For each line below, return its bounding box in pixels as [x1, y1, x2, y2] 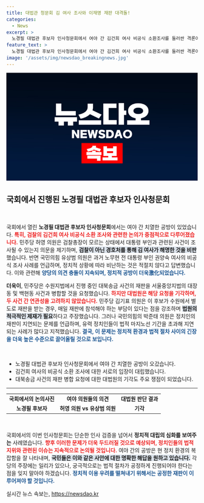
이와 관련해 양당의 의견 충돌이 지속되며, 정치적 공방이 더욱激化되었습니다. [14, 269, 186, 277]
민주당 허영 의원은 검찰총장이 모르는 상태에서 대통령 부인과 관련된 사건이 [19, 238, 189, 246]
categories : [6, 16, 36, 23]
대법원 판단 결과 [120, 395, 158, 402]
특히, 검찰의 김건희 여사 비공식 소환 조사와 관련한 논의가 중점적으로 [14, 231, 169, 238]
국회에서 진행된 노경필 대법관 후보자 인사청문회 [6, 194, 170, 204]
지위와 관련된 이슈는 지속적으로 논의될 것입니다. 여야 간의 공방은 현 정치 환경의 [6, 446, 190, 454]
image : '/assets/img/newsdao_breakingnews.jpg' [6, 55, 129, 61]
